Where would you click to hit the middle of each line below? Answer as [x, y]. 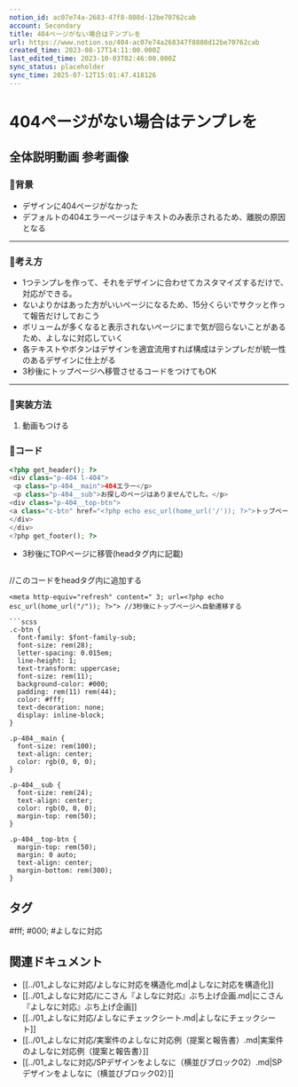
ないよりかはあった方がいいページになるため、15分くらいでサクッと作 [149, 304]
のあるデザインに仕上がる [69, 359]
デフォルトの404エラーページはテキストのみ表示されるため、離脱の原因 [154, 217]
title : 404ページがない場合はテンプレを [75, 34]
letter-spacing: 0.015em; [65, 653]
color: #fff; [41, 700]
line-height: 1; [47, 661]
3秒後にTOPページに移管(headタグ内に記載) [102, 554]
